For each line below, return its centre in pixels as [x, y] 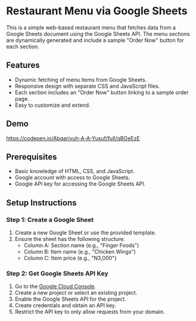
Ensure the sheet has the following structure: [70, 239]
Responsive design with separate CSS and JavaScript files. [87, 86]
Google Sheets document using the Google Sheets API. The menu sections [98, 33]
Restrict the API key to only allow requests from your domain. [90, 312]
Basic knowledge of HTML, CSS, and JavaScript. [75, 171]
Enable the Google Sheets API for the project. [70, 299]
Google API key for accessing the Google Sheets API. [80, 184]
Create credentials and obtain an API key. [66, 305]
